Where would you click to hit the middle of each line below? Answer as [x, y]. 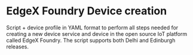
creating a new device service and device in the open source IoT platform [97, 33]
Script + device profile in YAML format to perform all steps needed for [92, 27]
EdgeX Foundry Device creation [87, 11]
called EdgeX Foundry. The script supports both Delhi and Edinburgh [91, 40]
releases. [17, 47]
